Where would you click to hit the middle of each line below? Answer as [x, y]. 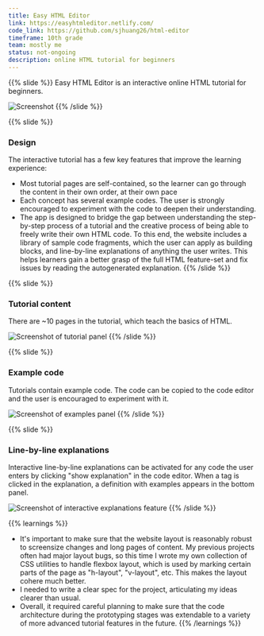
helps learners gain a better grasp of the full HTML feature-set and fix [134, 260]
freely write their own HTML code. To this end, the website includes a [133, 235]
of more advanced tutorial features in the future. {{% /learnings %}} [130, 623]
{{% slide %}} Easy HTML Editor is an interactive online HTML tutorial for [127, 82]
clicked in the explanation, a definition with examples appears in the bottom [132, 484]
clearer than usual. [50, 598]
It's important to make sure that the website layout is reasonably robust [136, 539]
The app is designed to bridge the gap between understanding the [128, 217]
